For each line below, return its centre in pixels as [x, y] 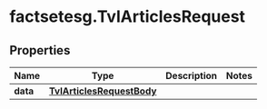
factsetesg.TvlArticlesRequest [128, 17]
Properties [40, 50]
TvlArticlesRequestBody [103, 91]
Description [192, 76]
